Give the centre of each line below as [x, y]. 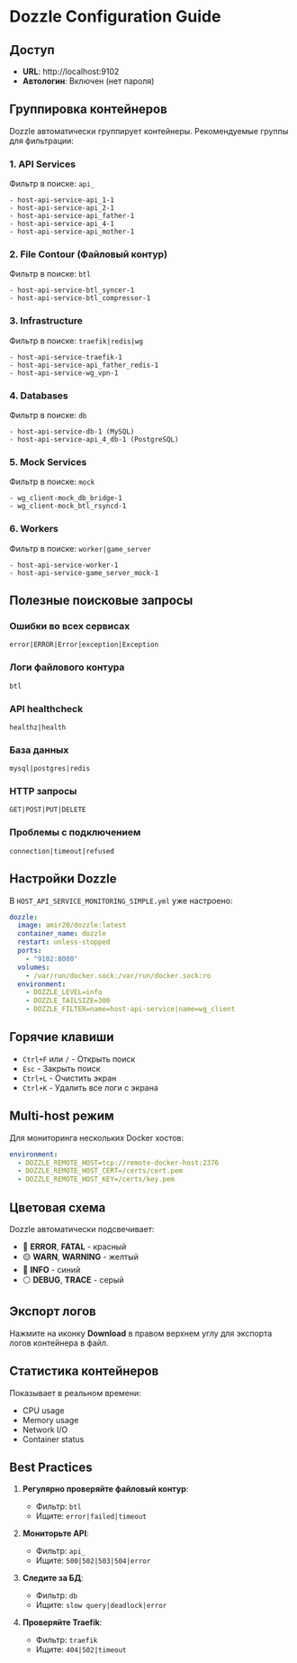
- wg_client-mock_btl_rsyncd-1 [68, 507]
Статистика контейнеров [84, 1371]
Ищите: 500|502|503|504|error [93, 1560]
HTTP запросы [43, 791]
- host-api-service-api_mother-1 [72, 232]
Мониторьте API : [55, 1533]
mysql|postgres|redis [50, 769]
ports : [30, 951]
